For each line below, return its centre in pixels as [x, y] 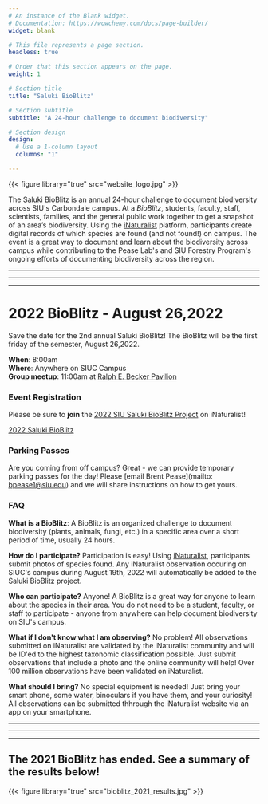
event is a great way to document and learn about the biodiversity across [128, 242]
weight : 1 [25, 74]
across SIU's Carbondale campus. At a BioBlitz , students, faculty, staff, [124, 207]
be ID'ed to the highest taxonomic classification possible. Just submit [122, 654]
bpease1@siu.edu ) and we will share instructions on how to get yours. [123, 485]
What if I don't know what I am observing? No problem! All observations [128, 637]
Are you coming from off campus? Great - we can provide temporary [121, 468]
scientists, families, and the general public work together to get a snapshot [131, 216]
